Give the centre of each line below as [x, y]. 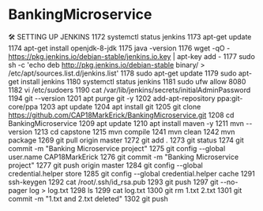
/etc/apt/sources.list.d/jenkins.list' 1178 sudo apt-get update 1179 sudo [122, 73]
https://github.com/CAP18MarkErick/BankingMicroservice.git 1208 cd [121, 115]
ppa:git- [230, 98]
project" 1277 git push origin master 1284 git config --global [105, 165]
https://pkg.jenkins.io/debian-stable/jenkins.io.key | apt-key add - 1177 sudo [131, 56]
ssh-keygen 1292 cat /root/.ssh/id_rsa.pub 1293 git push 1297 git [113, 182]
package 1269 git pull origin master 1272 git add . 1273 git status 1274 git [126, 140]
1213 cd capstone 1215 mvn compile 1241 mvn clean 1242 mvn [135, 131]
